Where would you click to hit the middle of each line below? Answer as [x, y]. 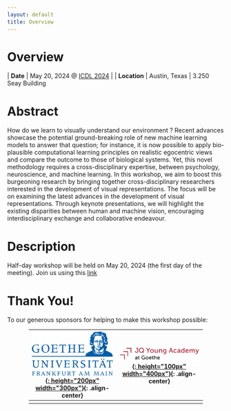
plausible [20, 153]
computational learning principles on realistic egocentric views [123, 153]
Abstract [33, 111]
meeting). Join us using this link [52, 273]
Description [41, 246]
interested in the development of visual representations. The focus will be [111, 189]
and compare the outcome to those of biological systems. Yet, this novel [110, 160]
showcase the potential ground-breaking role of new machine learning [107, 137]
